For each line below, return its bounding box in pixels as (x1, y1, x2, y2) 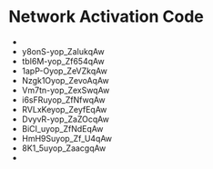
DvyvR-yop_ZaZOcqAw (21, 114, 110, 124)
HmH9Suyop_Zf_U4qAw (21, 133, 113, 144)
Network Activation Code (8, 6, 204, 27)
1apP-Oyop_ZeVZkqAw (21, 65, 108, 76)
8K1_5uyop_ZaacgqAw (21, 143, 106, 154)
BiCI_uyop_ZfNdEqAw (21, 123, 104, 134)
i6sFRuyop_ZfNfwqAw (21, 94, 106, 105)
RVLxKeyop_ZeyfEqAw (21, 104, 107, 114)
